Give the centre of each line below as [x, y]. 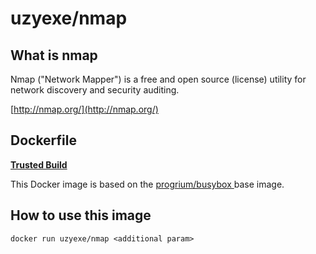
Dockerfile [44, 140]
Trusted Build [39, 164]
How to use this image [81, 215]
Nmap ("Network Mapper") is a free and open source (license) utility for [158, 79]
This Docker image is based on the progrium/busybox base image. [147, 184]
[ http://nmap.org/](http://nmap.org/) [84, 109]
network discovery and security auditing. [95, 90]
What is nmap [54, 55]
